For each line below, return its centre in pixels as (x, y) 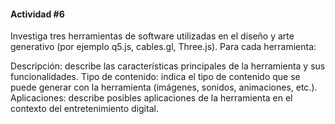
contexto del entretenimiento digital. (84, 109)
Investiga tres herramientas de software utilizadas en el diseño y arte (152, 36)
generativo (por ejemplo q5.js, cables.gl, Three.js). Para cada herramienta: (163, 47)
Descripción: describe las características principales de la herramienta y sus (168, 66)
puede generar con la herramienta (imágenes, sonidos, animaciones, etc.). (164, 87)
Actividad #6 (37, 14)
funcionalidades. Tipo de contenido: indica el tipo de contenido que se (155, 77)
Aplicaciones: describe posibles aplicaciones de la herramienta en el (151, 98)
